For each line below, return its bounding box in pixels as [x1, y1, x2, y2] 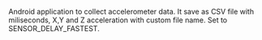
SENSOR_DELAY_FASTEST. [8, 24, 100, 33]
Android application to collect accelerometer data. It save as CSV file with [8, 7, 254, 16]
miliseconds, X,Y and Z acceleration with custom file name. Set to [8, 15, 228, 25]
